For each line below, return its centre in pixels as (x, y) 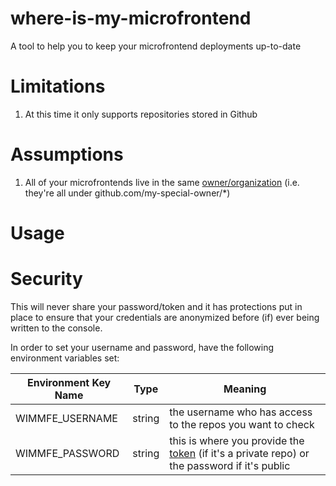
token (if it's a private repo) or (239, 453)
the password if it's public (230, 465)
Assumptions (67, 154)
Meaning (245, 389)
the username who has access (241, 412)
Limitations (58, 86)
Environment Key (69, 382)
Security (46, 279)
